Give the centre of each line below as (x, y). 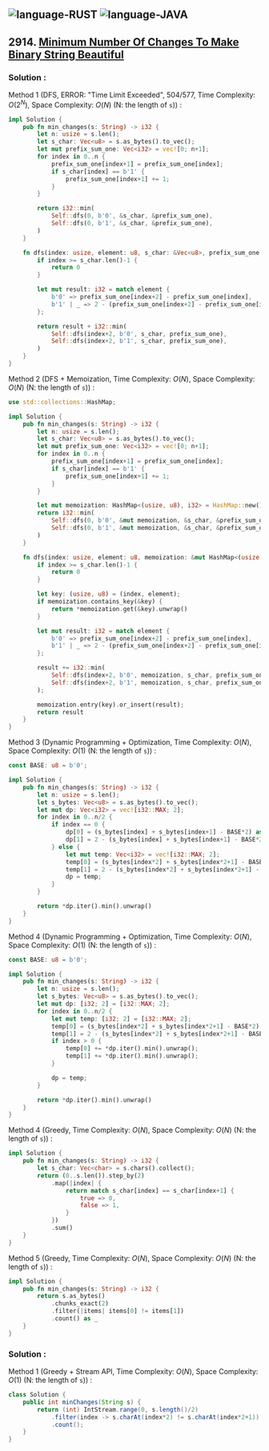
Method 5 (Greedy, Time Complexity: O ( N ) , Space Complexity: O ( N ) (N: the (132, 1258)
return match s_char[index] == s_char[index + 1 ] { (150, 1190)
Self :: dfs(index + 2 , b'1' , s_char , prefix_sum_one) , (139, 342)
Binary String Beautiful (66, 54)
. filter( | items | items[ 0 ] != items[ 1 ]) (117, 1312)
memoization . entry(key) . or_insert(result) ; (110, 705)
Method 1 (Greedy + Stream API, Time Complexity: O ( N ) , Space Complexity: (133, 1372)
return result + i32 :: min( (82, 326)
